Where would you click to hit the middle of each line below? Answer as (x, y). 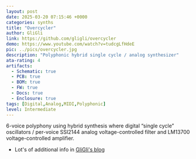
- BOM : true (26, 82)
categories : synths (30, 22)
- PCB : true (26, 77)
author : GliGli (25, 33)
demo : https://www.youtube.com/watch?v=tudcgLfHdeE (70, 44)
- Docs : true (27, 93)
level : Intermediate (31, 109)
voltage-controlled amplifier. (40, 139)
